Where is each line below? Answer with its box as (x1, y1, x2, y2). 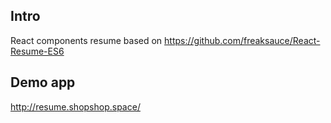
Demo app (10, 74, 76, 91)
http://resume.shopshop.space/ (10, 100, 141, 113)
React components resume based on (10, 34, 163, 46)
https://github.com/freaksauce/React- (164, 34, 321, 46)
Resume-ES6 (10, 45, 65, 57)
